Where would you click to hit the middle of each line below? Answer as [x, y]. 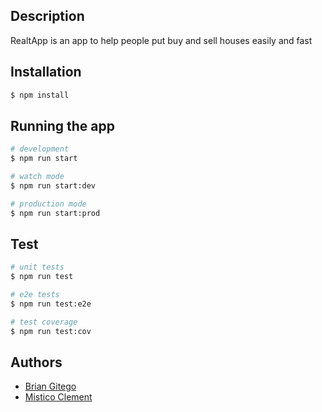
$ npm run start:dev [53, 185]
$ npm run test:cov [51, 331]
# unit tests [37, 267]
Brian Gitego [50, 386]
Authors [36, 362]
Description [47, 16]
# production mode [48, 204]
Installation [46, 72]
